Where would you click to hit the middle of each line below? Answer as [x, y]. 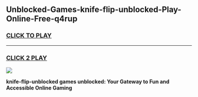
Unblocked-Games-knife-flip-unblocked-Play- [94, 10]
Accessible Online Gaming [39, 88]
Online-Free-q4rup [42, 19]
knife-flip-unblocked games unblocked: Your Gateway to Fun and [88, 81]
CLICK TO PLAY [29, 36]
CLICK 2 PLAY [27, 58]
